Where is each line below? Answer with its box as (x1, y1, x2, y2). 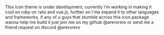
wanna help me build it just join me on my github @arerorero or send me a (5, 19, 154, 25)
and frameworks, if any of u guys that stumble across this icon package (5, 14, 149, 20)
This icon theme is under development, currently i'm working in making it (5, 4, 152, 10)
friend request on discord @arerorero (5, 24, 81, 30)
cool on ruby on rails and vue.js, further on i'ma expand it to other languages (5, 9, 159, 15)
